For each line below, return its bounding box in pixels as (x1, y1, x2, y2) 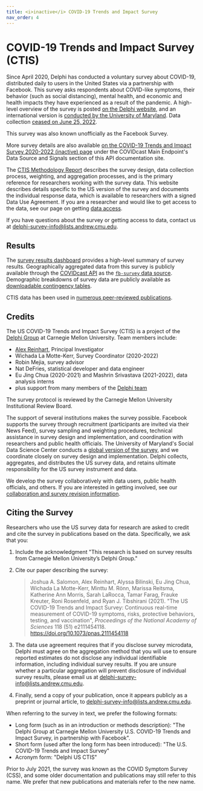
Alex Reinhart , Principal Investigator (14, 346, 104, 353)
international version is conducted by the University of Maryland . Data (6, 112, 181, 119)
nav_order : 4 (6, 15, 39, 21)
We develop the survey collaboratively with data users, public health (6, 477, 176, 484)
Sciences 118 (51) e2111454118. (30, 623, 106, 630)
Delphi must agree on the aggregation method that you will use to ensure (14, 648, 197, 655)
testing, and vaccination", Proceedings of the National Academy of (30, 616, 197, 623)
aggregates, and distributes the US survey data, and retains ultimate (6, 459, 176, 466)
